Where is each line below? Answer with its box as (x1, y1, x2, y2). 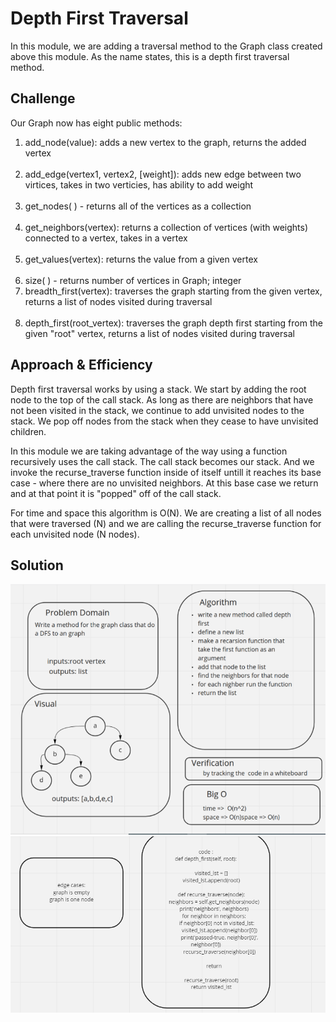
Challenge (10, 90, 76, 107)
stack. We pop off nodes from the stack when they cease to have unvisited (10, 415, 319, 427)
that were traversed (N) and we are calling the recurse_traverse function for (10, 517, 322, 529)
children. (10, 425, 47, 437)
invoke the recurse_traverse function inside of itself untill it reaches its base (10, 466, 322, 478)
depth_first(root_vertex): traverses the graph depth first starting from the (24, 317, 323, 329)
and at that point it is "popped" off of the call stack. (10, 487, 222, 499)
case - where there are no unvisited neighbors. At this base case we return (10, 477, 319, 489)
